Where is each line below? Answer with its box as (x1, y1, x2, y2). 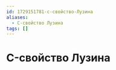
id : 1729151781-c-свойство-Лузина (6, 8, 94, 15)
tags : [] (6, 25, 28, 32)
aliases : (6, 14, 28, 20)
